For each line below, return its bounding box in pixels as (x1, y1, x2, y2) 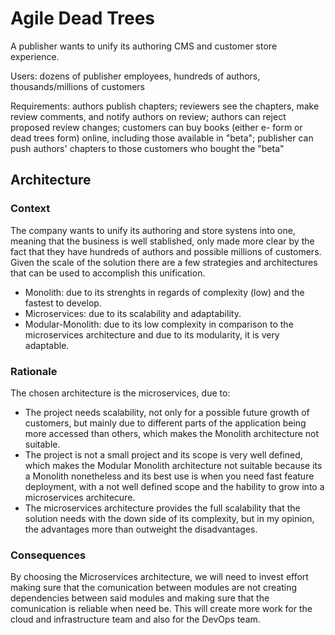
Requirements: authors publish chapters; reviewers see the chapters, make (10, 100, 320, 112)
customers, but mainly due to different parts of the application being (24, 417, 307, 429)
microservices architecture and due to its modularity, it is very (24, 328, 280, 341)
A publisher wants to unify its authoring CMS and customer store (10, 40, 278, 52)
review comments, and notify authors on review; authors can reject (10, 110, 287, 122)
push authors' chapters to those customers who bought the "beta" (10, 142, 285, 154)
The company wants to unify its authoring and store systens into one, (10, 224, 296, 236)
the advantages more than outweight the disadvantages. (24, 523, 258, 535)
